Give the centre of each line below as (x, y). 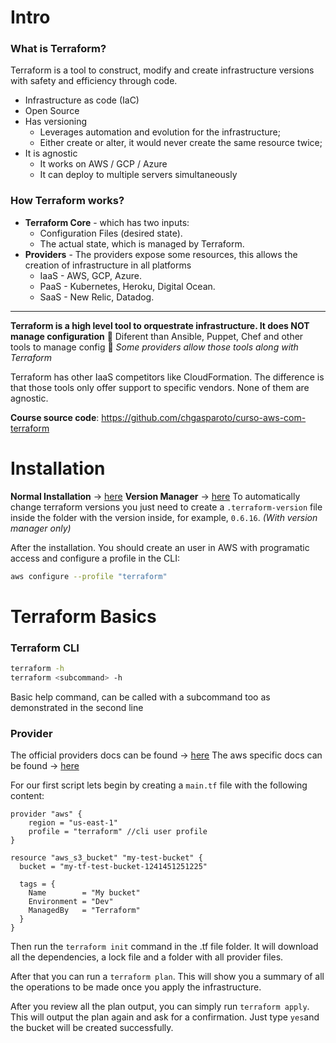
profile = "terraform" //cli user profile (118, 832)
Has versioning (56, 122)
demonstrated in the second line (77, 707)
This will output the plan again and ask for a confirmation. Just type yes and (165, 1017)
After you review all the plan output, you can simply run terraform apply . (160, 1007)
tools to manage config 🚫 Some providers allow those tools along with (154, 347)
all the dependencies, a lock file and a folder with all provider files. (147, 957)
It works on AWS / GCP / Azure (103, 164)
